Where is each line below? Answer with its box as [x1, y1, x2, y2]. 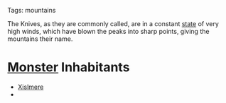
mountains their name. [7, 35, 73, 43]
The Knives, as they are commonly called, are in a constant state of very [7, 20, 219, 28]
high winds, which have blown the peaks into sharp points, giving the [7, 28, 210, 35]
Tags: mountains [7, 6, 56, 14]
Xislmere [17, 83, 44, 91]
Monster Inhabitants [7, 59, 130, 75]
